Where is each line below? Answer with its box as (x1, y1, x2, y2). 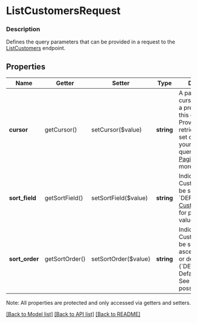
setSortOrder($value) (91, 255, 151, 263)
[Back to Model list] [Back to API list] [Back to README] (6, 311, 141, 318)
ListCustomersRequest (6, 4, 121, 18)
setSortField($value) (91, 194, 148, 202)
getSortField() (45, 194, 83, 202)
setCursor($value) (91, 126, 142, 134)
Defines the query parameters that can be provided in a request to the (6, 38, 175, 45)
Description (6, 25, 40, 33)
